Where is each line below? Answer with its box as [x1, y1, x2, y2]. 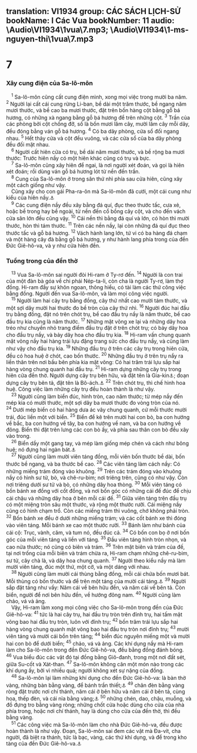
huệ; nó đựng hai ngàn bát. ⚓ [6, 446, 76, 453]
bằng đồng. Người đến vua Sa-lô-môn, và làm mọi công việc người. [6, 290, 169, 297]
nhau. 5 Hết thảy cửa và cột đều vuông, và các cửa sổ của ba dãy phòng [6, 134, 182, 142]
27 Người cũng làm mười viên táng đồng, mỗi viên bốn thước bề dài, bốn [11, 452, 185, 460]
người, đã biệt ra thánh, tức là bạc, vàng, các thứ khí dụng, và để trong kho [6, 734, 187, 741]
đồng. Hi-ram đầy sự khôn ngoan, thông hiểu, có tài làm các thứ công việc [6, 283, 186, 290]
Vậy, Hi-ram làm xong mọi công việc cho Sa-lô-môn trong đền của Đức [11, 604, 183, 611]
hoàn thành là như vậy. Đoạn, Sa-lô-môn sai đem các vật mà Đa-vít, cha [6, 727, 181, 734]
